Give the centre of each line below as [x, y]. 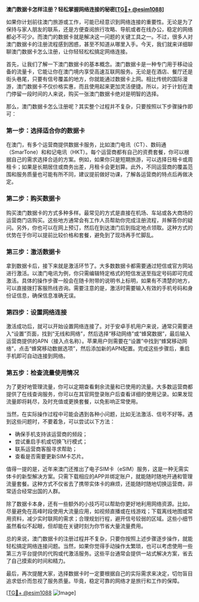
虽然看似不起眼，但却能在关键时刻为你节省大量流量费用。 [76, 526]
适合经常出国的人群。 [37, 491]
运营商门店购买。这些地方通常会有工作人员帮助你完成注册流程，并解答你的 [97, 220]
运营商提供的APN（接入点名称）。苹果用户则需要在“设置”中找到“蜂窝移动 [94, 341]
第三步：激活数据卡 [33, 251]
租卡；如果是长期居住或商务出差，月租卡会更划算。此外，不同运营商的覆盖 [97, 167]
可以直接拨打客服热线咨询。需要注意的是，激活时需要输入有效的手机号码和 [97, 288]
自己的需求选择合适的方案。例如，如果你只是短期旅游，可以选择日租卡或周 [102, 160]
